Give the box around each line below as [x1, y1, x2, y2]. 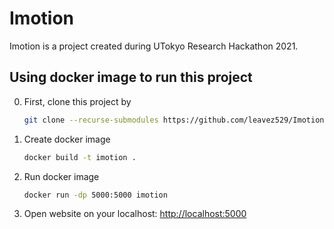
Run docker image [23, 170, 100, 182]
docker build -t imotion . [23, 152, 137, 162]
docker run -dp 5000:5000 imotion [23, 190, 168, 200]
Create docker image [23, 133, 111, 145]
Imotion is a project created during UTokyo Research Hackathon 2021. [9, 40, 299, 52]
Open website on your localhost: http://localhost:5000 [23, 208, 247, 220]
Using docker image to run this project [9, 69, 253, 86]
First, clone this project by [23, 95, 132, 107]
